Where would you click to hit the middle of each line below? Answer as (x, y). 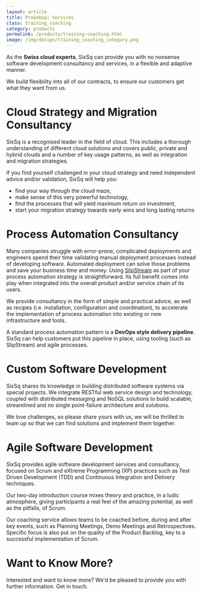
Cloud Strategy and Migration (82, 112)
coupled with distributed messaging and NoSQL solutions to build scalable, (99, 398)
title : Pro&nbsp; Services (40, 17)
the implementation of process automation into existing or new (84, 313)
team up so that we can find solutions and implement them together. (91, 423)
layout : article (27, 12)
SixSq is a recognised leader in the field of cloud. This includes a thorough (99, 142)
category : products (31, 29)
